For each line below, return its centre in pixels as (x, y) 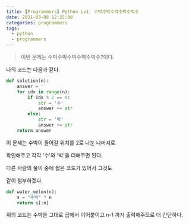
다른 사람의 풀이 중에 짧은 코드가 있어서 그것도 (59, 168)
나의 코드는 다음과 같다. (33, 70)
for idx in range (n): (43, 92)
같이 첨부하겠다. (25, 180)
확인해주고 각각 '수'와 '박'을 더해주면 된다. (54, 155)
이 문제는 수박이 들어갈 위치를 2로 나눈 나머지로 (61, 143)
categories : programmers (37, 23)
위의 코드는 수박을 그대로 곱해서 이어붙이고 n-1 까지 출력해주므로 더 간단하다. (94, 215)
